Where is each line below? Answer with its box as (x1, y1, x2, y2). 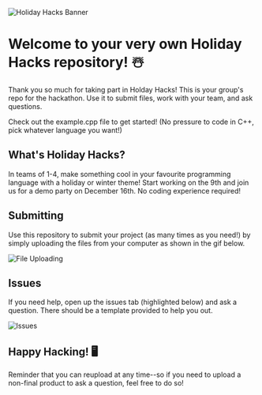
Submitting (8, 209, 65, 223)
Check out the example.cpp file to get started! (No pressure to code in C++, (8, 117, 255, 126)
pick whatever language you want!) (8, 125, 122, 134)
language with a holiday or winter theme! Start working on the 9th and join (8, 178, 249, 187)
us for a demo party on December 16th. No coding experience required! (8, 186, 241, 195)
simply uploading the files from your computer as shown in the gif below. (8, 238, 245, 248)
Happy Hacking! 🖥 (8, 344, 99, 359)
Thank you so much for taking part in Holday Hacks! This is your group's (8, 85, 244, 94)
